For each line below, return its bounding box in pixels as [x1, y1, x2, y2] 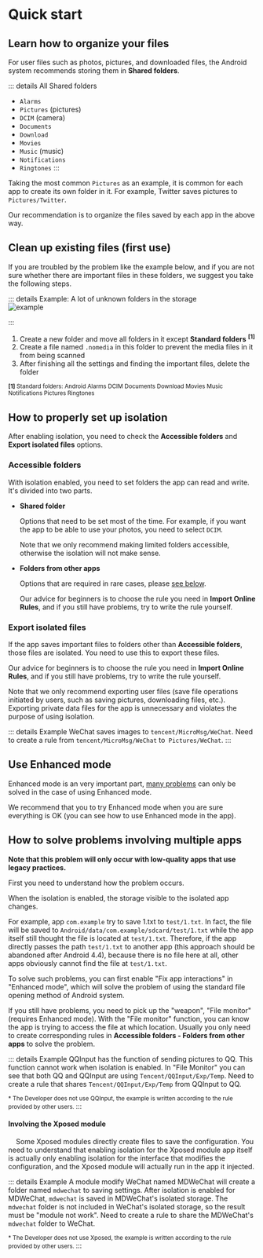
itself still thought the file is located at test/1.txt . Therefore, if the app [8, 933, 237, 943]
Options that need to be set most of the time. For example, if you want [19, 516, 247, 525]
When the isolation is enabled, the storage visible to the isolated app [8, 893, 229, 902]
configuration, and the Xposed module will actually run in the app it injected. [8, 1161, 255, 1171]
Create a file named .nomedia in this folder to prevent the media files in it [19, 342, 254, 352]
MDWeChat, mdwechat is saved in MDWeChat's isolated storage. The [8, 1194, 228, 1203]
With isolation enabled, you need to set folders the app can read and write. [8, 477, 250, 487]
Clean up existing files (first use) [8, 241, 171, 254]
